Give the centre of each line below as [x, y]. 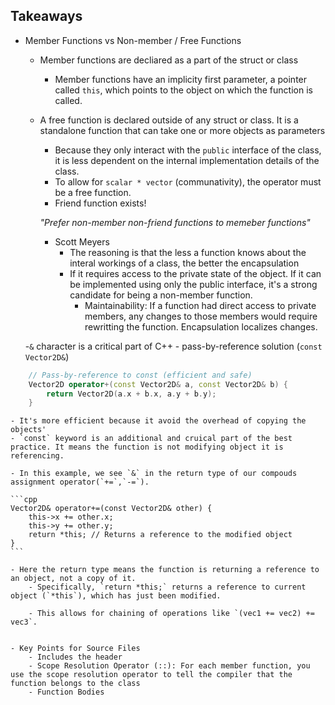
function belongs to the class [75, 684]
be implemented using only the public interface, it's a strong [193, 284]
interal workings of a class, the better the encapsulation [184, 263]
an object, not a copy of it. [73, 579]
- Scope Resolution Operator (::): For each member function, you [169, 666]
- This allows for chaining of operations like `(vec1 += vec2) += [171, 614]
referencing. [37, 456]
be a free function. [93, 192]
